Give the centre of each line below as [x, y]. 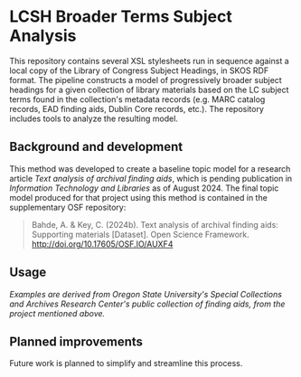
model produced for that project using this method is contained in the [139, 197]
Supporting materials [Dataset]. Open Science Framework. [141, 234]
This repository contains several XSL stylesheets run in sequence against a [149, 61]
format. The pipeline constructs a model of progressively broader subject [146, 80]
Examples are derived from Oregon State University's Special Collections [146, 294]
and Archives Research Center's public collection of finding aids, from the [147, 304]
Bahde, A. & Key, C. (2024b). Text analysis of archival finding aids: [155, 224]
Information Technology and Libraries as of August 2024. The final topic [144, 188]
